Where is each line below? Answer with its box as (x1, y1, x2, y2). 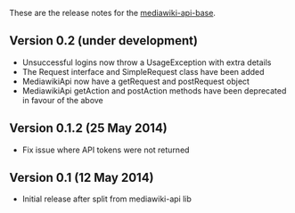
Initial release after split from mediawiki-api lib (21, 193, 192, 204)
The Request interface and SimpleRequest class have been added (21, 66, 265, 77)
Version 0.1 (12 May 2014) (9, 170, 154, 185)
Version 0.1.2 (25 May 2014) (9, 120, 168, 136)
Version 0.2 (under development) (9, 33, 199, 48)
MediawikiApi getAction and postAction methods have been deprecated (21, 85, 287, 96)
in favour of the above (21, 94, 104, 105)
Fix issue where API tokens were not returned (21, 144, 190, 155)
